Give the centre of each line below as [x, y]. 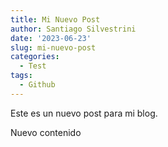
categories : [35, 57]
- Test [33, 66]
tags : [21, 76]
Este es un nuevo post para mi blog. [84, 113]
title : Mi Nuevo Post [55, 19]
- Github [37, 85]
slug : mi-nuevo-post [53, 47]
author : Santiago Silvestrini [73, 29]
